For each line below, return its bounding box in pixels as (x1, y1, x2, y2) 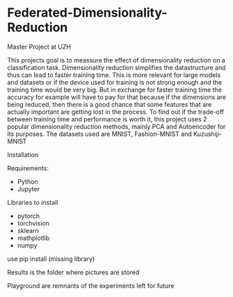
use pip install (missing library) (7, 255, 95, 263)
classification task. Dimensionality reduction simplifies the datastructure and (7, 63, 226, 71)
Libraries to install (7, 198, 58, 206)
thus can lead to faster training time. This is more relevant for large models (7, 71, 221, 79)
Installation (7, 151, 39, 159)
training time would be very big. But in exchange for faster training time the (7, 85, 223, 94)
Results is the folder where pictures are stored (7, 268, 140, 276)
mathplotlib (17, 234, 50, 242)
